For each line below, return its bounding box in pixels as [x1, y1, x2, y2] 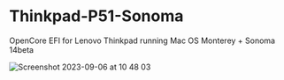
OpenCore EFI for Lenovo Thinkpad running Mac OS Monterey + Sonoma [9, 35, 276, 46]
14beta [9, 44, 34, 55]
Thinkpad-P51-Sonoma [9, 6, 184, 26]
